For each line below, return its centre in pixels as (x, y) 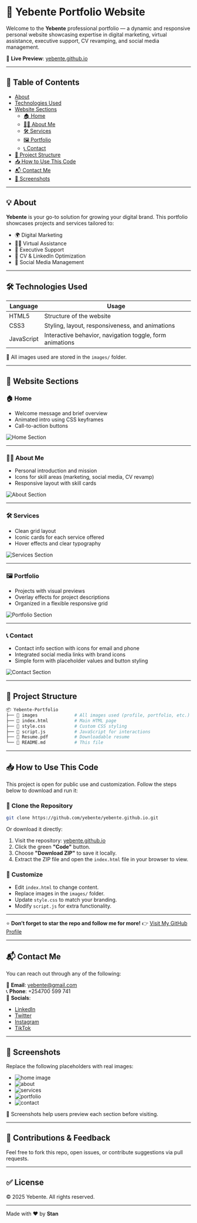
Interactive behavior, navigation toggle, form (105, 335)
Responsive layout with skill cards (55, 483)
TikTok (23, 1028)
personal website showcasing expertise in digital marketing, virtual (86, 34)
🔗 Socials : (18, 998)
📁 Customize (25, 875)
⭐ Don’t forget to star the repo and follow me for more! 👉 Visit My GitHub (97, 924)
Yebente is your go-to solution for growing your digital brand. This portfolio (97, 216)
